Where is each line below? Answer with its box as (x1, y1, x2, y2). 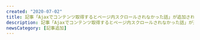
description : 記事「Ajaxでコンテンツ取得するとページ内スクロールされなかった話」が (6, 19, 193, 25)
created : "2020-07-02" (6, 8, 62, 15)
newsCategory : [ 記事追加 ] (6, 25, 67, 31)
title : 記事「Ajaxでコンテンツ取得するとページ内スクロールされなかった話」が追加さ (6, 14, 190, 20)
